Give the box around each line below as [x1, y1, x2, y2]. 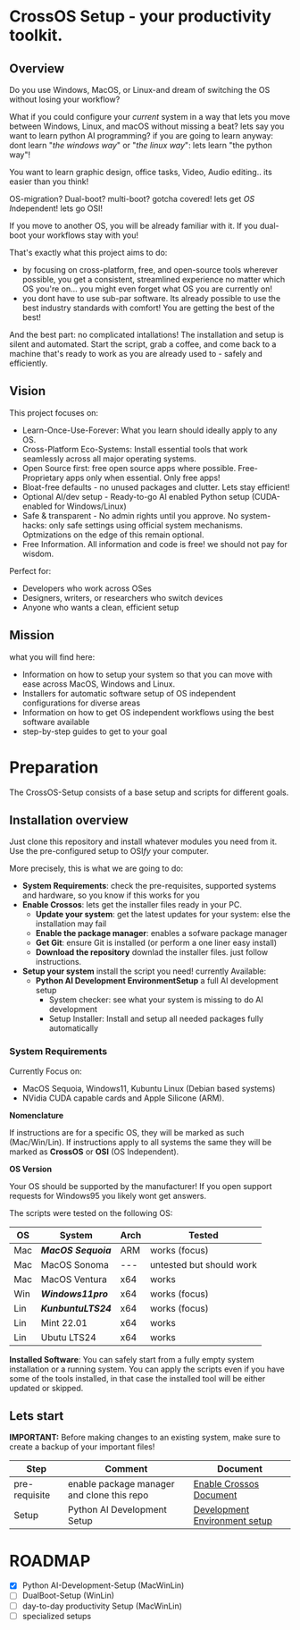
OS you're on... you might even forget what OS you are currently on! [21, 283, 273, 294]
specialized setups [21, 1610, 92, 1621]
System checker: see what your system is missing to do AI [48, 994, 263, 1005]
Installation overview [9, 812, 129, 828]
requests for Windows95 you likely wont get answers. [9, 1190, 207, 1201]
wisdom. [21, 548, 54, 559]
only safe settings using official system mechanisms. [48, 519, 244, 530]
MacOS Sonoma [40, 1258, 109, 1271]
